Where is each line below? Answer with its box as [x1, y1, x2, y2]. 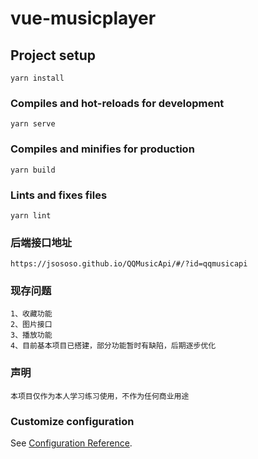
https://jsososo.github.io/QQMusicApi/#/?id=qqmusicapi [10, 259, 248, 269]
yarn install [10, 73, 65, 83]
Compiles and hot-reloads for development [10, 96, 225, 110]
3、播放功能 [10, 330, 53, 341]
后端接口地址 [10, 235, 73, 249]
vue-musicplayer [10, 7, 157, 30]
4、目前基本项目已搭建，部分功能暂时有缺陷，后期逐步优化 [10, 341, 217, 351]
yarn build [10, 165, 56, 175]
